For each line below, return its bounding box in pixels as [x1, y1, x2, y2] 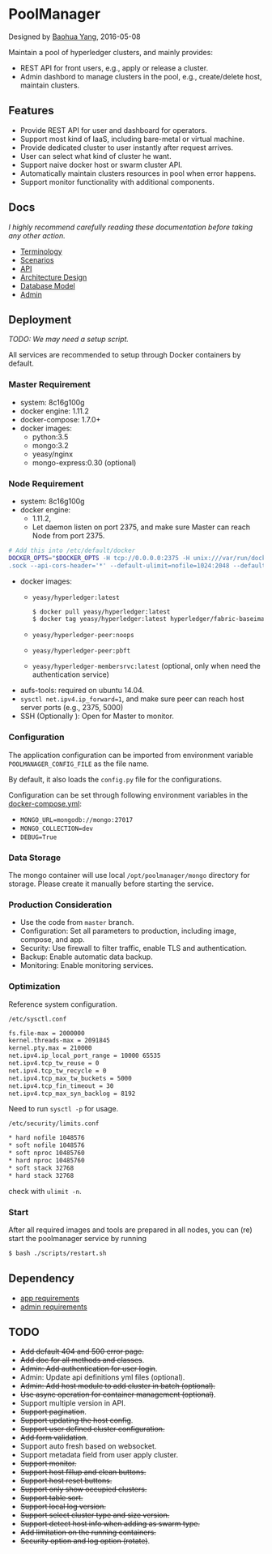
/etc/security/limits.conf [8, 1119, 100, 1128]
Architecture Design [19, 272, 87, 282]
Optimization [8, 981, 61, 992]
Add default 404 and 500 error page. [19, 1346, 144, 1356]
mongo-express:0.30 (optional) [32, 457, 137, 467]
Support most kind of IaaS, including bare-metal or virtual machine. [19, 134, 245, 143]
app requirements [19, 1293, 79, 1303]
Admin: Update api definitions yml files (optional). [19, 1372, 185, 1382]
